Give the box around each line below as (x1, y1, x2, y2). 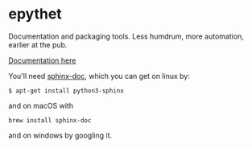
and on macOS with (8, 101, 74, 110)
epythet (8, 5, 62, 23)
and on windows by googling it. (8, 130, 113, 140)
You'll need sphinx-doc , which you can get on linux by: (8, 71, 191, 80)
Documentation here (8, 55, 76, 65)
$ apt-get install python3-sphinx (8, 86, 125, 95)
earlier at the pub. (8, 39, 68, 49)
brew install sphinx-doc (8, 116, 92, 125)
